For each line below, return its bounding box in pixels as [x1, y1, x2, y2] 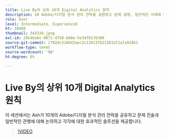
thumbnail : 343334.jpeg [5, 31, 55, 36]
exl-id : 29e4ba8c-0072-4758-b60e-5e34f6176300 [5, 36, 105, 41]
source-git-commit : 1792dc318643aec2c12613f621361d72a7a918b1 [5, 40, 138, 45]
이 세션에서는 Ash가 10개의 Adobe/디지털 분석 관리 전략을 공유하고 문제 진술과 [5, 112, 159, 118]
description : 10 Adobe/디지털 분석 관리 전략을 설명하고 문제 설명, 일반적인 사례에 [5, 12, 161, 17]
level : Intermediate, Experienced [5, 21, 78, 27]
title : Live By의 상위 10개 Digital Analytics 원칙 [5, 7, 110, 13]
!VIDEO [17, 128, 33, 134]
